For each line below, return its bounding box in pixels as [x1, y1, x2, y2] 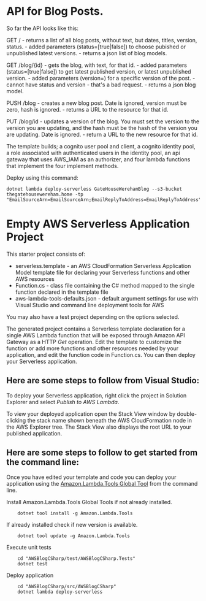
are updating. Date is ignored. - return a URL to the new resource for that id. [6, 131, 198, 138]
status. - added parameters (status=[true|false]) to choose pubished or [6, 43, 186, 50]
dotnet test [17, 561, 48, 567]
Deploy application [6, 572, 54, 579]
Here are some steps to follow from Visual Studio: [6, 375, 200, 386]
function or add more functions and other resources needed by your [6, 345, 179, 352]
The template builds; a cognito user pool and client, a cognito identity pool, [6, 142, 196, 150]
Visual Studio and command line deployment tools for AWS [15, 301, 164, 308]
